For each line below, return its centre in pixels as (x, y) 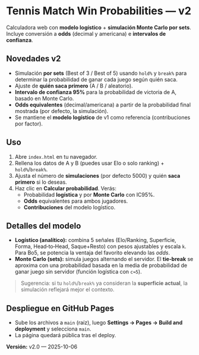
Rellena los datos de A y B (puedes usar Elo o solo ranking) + (89, 163)
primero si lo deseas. (41, 182)
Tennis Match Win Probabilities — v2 (99, 11)
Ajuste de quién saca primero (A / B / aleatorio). (74, 86)
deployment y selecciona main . (53, 329)
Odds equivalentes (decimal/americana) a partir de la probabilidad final (103, 105)
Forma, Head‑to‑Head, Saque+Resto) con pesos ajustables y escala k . (100, 246)
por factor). (29, 124)
